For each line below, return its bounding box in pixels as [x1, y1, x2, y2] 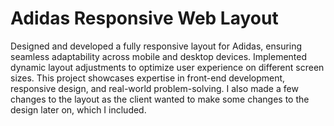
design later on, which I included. [10, 103, 147, 116]
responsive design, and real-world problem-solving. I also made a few [10, 82, 299, 94]
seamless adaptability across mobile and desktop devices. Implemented [10, 50, 308, 62]
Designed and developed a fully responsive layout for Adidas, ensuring [10, 40, 303, 52]
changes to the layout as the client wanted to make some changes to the [10, 93, 310, 105]
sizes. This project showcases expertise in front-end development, [10, 72, 286, 84]
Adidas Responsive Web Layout [10, 7, 279, 30]
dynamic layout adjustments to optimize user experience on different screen [10, 61, 325, 73]
